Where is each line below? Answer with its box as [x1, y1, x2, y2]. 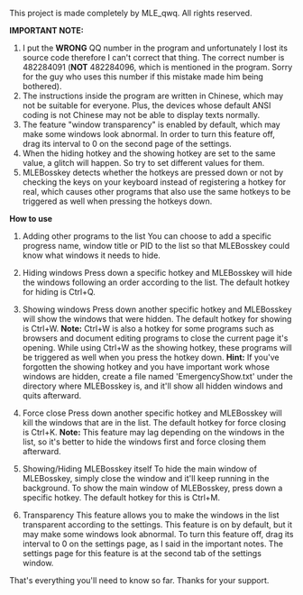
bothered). [22, 81, 62, 91]
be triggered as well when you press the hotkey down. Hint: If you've [22, 352, 280, 362]
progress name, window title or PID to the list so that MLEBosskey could [22, 241, 290, 251]
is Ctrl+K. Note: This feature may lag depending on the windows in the [22, 427, 285, 437]
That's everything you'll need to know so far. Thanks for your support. [9, 575, 270, 585]
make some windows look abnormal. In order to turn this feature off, [22, 129, 275, 139]
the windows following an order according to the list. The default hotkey [22, 277, 290, 288]
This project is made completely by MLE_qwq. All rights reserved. [9, 8, 252, 18]
